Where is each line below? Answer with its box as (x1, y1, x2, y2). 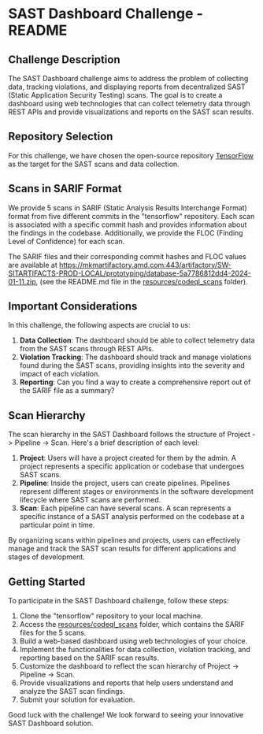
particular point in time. (19, 521, 95, 530)
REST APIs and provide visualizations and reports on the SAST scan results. (8, 107, 254, 117)
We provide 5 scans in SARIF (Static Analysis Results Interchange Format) (8, 202, 248, 213)
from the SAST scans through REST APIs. (19, 344, 154, 354)
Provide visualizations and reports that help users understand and (19, 678, 234, 688)
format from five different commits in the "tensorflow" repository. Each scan (8, 211, 255, 221)
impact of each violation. (19, 369, 100, 379)
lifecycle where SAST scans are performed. (19, 495, 161, 505)
